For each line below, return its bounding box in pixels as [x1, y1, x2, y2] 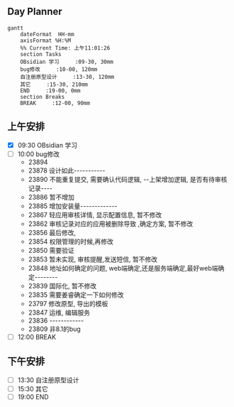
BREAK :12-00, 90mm [20, 99, 91, 107]
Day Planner [7, 6, 62, 18]
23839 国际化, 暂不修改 [28, 281, 97, 290]
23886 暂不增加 [28, 192, 74, 201]
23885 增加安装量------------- [28, 202, 118, 210]
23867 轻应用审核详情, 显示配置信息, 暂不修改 [28, 210, 162, 219]
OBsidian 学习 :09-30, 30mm [20, 58, 113, 65]
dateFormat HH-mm [20, 31, 74, 38]
